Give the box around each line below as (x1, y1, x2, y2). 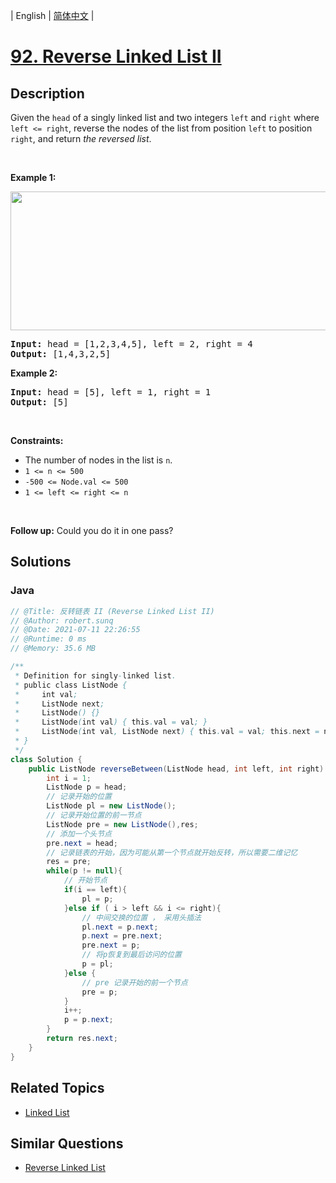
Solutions (10, 554, 72, 571)
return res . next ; (46, 1034, 118, 1044)
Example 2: (10, 367, 58, 379)
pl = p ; (81, 894, 114, 904)
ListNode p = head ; (46, 782, 128, 793)
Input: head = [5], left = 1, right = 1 (10, 387, 212, 398)
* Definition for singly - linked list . (14, 670, 177, 681)
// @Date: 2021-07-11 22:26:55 (10, 625, 141, 635)
